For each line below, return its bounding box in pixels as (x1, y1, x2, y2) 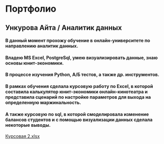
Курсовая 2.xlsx (5, 133, 40, 139)
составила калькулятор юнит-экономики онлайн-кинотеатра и (5, 89, 148, 95)
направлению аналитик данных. (5, 43, 78, 49)
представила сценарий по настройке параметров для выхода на (5, 94, 151, 100)
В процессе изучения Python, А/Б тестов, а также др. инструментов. (5, 72, 159, 78)
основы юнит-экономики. (5, 60, 64, 66)
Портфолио (5, 3, 57, 15)
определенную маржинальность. (5, 99, 81, 105)
